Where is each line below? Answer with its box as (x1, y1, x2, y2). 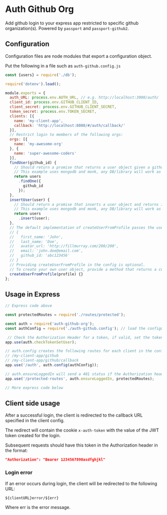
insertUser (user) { (9, 197, 50, 202)
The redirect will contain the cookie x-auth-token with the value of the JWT (5, 427, 159, 433)
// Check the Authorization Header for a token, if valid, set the (7, 335, 150, 340)
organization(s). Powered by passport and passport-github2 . (5, 25, 129, 31)
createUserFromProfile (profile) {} (9, 271, 83, 277)
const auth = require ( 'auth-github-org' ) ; (5, 321, 94, 326)
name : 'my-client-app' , (14, 118, 64, 123)
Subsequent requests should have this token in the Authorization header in (5, 442, 158, 448)
